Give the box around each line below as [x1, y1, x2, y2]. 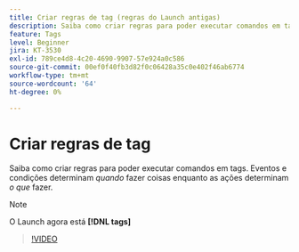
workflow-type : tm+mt [9, 71, 90, 80]
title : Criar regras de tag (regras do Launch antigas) [9, 12, 221, 22]
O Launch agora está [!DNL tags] [9, 216, 132, 227]
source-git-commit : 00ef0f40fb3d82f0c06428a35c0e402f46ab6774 [9, 63, 245, 72]
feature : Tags [9, 29, 62, 38]
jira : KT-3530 [9, 46, 62, 55]
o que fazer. [9, 182, 53, 192]
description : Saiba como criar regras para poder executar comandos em [9, 21, 280, 30]
